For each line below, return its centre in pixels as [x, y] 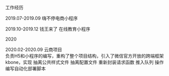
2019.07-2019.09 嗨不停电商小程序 [42, 18]
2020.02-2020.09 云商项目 [34, 49]
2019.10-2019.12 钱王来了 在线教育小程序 [48, 29]
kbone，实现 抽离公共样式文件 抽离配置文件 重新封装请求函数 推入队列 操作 [84, 62]
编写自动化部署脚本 [26, 68]
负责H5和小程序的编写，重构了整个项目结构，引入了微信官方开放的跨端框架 [84, 56]
